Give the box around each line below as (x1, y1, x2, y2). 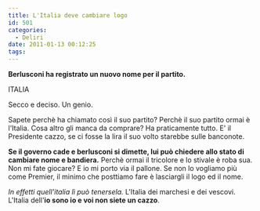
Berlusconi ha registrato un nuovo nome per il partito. (8, 70, 186, 78)
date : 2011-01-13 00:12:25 (8, 41, 96, 49)
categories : (8, 26, 47, 34)
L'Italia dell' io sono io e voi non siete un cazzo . (8, 195, 161, 205)
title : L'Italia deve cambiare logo (8, 11, 128, 20)
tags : (8, 48, 26, 56)
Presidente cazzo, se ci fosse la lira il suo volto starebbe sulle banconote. (8, 132, 245, 141)
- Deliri (15, 33, 44, 42)
